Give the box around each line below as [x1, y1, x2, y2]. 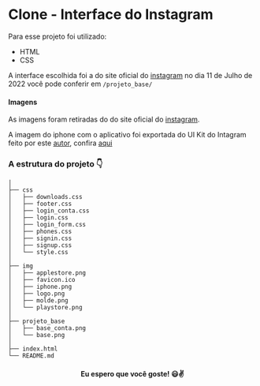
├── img [8, 262, 34, 270]
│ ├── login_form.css [8, 221, 87, 229]
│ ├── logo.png [8, 290, 65, 298]
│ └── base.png [8, 332, 65, 339]
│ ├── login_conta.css [8, 207, 90, 215]
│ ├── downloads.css [8, 193, 83, 201]
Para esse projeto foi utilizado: [8, 32, 107, 41]
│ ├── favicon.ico [8, 276, 76, 284]
